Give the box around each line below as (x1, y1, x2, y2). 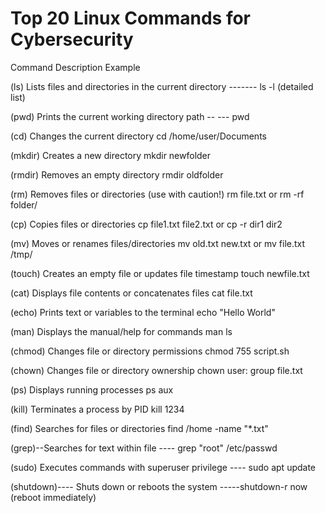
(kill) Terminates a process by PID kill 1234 (10, 403, 185, 415)
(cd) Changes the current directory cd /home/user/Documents (10, 130, 267, 142)
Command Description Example (10, 61, 141, 73)
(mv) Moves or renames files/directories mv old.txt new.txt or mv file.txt (10, 237, 306, 249)
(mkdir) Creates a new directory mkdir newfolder (10, 149, 212, 161)
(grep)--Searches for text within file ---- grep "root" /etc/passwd (10, 442, 278, 454)
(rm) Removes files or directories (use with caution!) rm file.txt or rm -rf (10, 188, 305, 200)
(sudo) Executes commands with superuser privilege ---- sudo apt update (10, 461, 317, 473)
